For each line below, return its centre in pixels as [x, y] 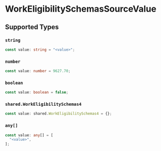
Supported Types [32, 27]
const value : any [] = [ [29, 135]
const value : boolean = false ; [37, 93]
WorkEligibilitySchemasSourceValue [81, 9]
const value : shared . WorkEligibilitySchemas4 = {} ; [58, 114]
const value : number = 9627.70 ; [38, 71]
